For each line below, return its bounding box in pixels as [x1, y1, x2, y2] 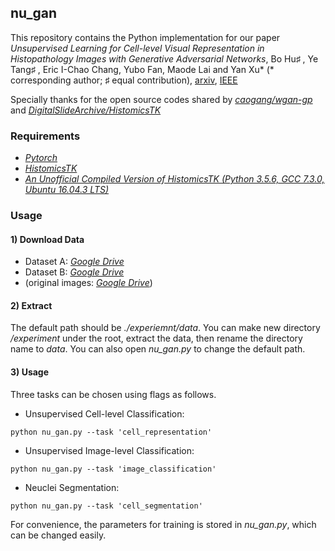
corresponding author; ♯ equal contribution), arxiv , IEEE [10, 74, 238, 86]
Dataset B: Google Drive [24, 266, 125, 278]
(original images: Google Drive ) [24, 277, 153, 289]
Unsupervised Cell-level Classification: [24, 407, 185, 420]
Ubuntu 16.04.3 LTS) [24, 184, 110, 196]
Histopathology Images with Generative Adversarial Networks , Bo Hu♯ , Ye [10, 52, 319, 65]
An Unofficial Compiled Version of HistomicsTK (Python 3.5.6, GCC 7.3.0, [24, 173, 325, 185]
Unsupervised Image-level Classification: [24, 444, 195, 456]
